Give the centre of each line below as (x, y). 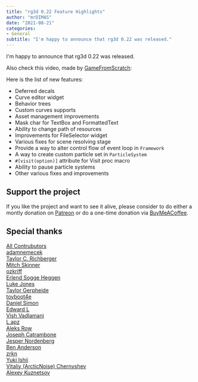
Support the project (43, 192)
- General (18, 34)
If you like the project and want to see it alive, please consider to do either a (99, 206)
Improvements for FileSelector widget (61, 135)
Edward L (18, 309)
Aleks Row (19, 328)
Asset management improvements (57, 116)
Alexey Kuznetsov (28, 372)
